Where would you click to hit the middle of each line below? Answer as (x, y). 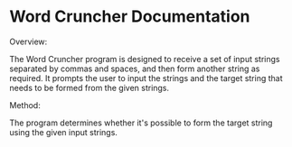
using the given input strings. (63, 132)
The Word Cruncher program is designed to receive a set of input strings (145, 59)
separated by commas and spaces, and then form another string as (135, 69)
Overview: (28, 41)
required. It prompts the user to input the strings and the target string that (146, 78)
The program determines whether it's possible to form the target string (141, 123)
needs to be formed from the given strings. (89, 87)
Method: (25, 105)
